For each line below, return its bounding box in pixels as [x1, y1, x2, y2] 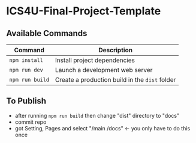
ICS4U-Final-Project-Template [6, 4, 161, 18]
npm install [9, 57, 44, 64]
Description [98, 46, 133, 54]
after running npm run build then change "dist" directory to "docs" [14, 112, 180, 119]
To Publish [6, 96, 47, 106]
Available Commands [6, 28, 88, 38]
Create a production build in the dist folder [55, 76, 176, 84]
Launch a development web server [55, 66, 153, 74]
